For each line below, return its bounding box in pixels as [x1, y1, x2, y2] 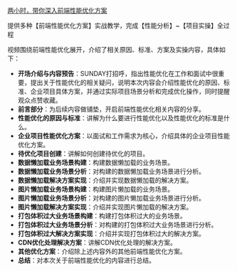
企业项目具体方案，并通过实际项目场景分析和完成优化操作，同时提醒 [30, 87, 230, 95]
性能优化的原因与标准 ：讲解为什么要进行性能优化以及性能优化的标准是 [17, 114, 224, 122]
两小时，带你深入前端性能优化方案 [7, 6, 107, 14]
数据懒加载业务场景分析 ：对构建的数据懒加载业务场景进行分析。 [17, 167, 205, 176]
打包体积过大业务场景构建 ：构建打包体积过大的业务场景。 [17, 212, 186, 220]
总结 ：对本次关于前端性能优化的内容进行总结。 [17, 256, 155, 265]
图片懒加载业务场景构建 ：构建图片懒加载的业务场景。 [17, 185, 174, 193]
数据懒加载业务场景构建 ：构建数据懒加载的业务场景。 [17, 159, 174, 166]
